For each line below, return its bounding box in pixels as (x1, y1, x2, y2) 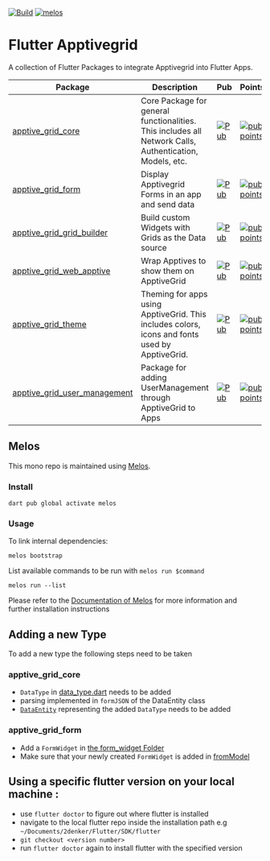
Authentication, (140, 145, 198, 156)
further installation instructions (8, 604, 110, 614)
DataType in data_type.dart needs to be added (19, 687, 171, 697)
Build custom (140, 212, 190, 223)
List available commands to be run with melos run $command (8, 566, 205, 576)
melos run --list (8, 582, 67, 590)
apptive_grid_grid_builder (12, 226, 108, 238)
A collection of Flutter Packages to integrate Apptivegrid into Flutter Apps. (8, 62, 253, 72)
